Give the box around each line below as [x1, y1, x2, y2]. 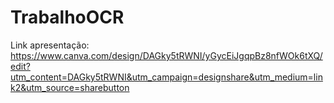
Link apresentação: [10, 39, 90, 51]
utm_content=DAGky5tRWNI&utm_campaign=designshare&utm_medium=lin [10, 71, 323, 83]
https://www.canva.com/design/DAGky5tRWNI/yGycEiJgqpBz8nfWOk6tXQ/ [10, 49, 323, 61]
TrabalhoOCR [10, 6, 125, 29]
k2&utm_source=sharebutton [10, 81, 130, 93]
